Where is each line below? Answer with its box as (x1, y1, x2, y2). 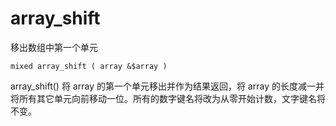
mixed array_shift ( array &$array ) (10, 61, 168, 71)
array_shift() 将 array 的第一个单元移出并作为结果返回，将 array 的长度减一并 (10, 80, 325, 92)
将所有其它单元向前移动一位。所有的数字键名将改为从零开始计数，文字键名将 (10, 92, 326, 104)
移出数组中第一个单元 (10, 41, 98, 53)
